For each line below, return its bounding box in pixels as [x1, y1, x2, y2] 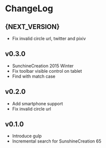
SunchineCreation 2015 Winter [12, 62, 74, 69]
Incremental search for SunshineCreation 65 [12, 138, 102, 144]
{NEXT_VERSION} [5, 23, 60, 31]
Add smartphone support [12, 100, 64, 106]
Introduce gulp [12, 133, 42, 139]
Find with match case [12, 73, 56, 79]
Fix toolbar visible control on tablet [12, 68, 82, 74]
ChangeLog [5, 3, 53, 14]
